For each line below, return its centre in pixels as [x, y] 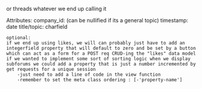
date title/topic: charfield [37, 27]
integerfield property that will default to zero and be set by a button [101, 48]
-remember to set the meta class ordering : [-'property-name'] [100, 80]
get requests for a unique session [51, 69]
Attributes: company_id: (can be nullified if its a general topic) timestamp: [97, 20]
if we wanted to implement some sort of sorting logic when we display [98, 59]
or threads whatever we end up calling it [57, 9]
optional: [19, 38]
